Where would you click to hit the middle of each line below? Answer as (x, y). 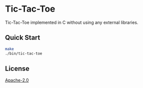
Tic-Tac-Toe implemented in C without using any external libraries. (72, 22)
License (17, 68)
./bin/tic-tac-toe (24, 53)
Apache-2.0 (17, 80)
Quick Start (23, 38)
